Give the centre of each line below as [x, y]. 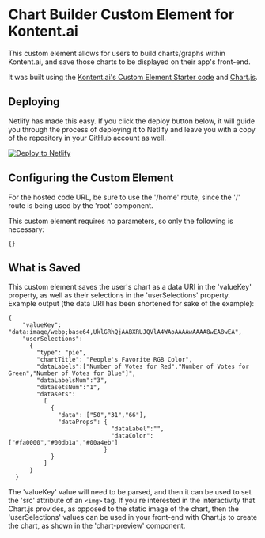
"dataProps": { [83, 422]
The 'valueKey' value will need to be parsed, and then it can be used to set [130, 492]
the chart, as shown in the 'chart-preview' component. [97, 526]
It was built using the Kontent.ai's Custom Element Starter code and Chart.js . [133, 77]
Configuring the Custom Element [91, 178]
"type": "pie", [62, 353]
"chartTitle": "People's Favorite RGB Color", [115, 360]
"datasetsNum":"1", [69, 388]
